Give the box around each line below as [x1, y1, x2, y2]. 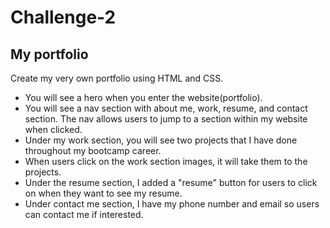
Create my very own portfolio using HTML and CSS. [10, 72, 224, 84]
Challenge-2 [10, 6, 117, 29]
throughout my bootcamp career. [24, 145, 162, 156]
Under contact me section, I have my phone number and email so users [24, 198, 320, 210]
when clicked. [24, 124, 83, 135]
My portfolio [10, 46, 89, 63]
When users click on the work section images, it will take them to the [24, 156, 308, 167]
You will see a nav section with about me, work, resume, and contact [24, 102, 308, 114]
